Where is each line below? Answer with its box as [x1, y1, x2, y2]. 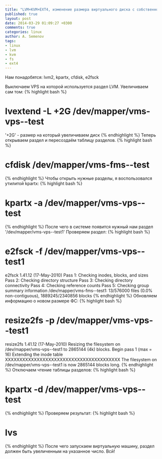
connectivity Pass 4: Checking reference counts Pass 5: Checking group [5, 282, 149, 288]
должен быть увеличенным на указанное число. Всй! [5, 448, 115, 454]
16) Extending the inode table [5, 352, 63, 357]
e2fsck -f [5, 246, 43, 257]
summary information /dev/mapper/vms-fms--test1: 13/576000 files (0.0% [5, 288, 153, 293]
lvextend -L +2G [5, 106, 71, 117]
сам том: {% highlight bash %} [5, 89, 67, 95]
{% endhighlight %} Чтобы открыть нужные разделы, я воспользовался [5, 175, 152, 181]
